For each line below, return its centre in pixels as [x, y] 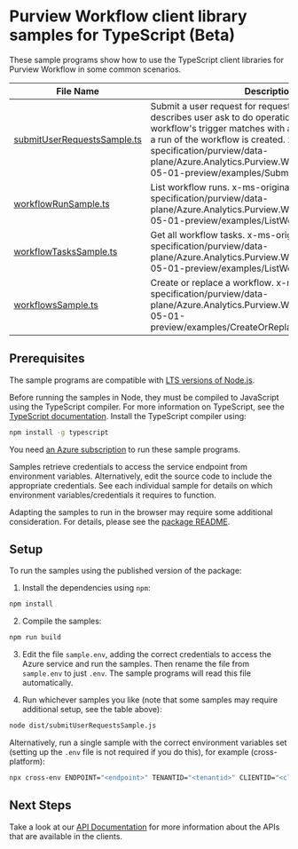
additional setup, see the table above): [92, 710]
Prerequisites [47, 358]
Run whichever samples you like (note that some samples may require [150, 700]
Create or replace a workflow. [212, 282]
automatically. [47, 683]
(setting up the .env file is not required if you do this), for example [129, 752]
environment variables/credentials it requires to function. [113, 495]
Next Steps [40, 805]
